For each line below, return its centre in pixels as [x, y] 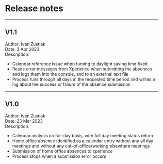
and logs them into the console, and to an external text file [70, 74]
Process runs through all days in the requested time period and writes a [83, 79]
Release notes [34, 8]
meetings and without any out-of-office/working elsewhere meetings [81, 146]
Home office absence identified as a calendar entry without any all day [83, 141]
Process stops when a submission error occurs [59, 156]
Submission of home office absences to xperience [62, 151]
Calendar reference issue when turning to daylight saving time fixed [80, 64]
